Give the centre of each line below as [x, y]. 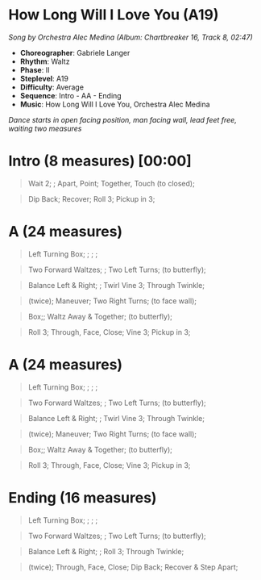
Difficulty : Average [52, 87]
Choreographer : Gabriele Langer [75, 52]
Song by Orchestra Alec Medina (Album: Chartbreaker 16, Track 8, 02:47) [130, 37]
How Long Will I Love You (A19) [114, 15]
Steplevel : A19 [44, 78]
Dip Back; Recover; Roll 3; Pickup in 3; [91, 198]
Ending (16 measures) [83, 497]
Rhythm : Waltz [45, 61]
